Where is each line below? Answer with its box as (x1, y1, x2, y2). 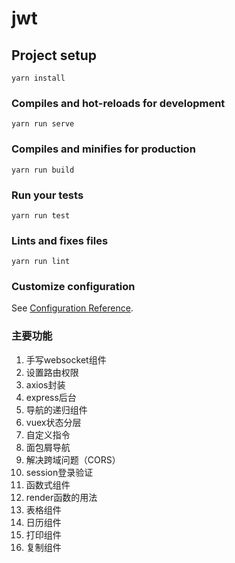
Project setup (11, 47, 98, 64)
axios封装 (25, 378, 66, 391)
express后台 (25, 391, 77, 403)
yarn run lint (11, 257, 71, 267)
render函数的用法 (25, 491, 98, 503)
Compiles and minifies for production (11, 142, 196, 156)
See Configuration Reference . (11, 302, 134, 314)
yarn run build (11, 165, 75, 175)
